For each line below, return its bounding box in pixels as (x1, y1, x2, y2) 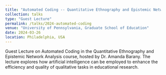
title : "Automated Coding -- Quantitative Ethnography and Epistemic (5, 7, 152, 12)
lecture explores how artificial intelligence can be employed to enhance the (5, 59, 158, 65)
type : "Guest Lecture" (5, 16, 52, 21)
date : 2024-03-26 (5, 30, 41, 35)
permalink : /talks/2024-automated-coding (5, 21, 92, 26)
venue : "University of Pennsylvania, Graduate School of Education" (5, 26, 149, 31)
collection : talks (5, 12, 43, 17)
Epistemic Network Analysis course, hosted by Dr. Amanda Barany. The (5, 53, 151, 59)
